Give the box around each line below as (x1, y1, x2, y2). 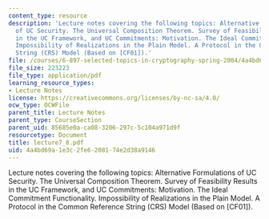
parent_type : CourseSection (8, 116, 102, 124)
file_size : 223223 (8, 64, 70, 72)
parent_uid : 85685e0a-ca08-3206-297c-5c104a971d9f (8, 124, 181, 132)
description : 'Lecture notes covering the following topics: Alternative (8, 19, 260, 27)
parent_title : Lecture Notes (8, 109, 106, 117)
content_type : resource (8, 11, 88, 20)
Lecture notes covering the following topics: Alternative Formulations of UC (8, 168, 257, 177)
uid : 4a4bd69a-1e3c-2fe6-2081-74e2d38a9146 (8, 146, 156, 154)
